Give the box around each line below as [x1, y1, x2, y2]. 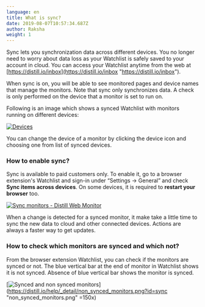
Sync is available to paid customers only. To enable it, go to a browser [6, 171, 182, 178]
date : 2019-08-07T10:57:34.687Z [6, 20, 88, 26]
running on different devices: [6, 111, 79, 119]
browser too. [6, 190, 40, 198]
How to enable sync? [6, 157, 70, 165]
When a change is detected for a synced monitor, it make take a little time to [6, 213, 198, 221]
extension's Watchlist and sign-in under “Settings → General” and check [6, 177, 189, 184]
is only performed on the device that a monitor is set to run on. [6, 93, 164, 100]
